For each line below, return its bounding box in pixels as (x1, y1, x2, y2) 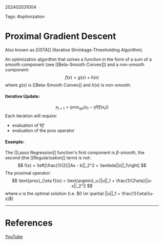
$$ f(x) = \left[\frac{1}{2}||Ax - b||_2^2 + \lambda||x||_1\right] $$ (18, 162, 146, 168)
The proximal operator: (5, 170, 51, 176)
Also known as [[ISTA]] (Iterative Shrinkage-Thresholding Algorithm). (5, 46, 143, 53)
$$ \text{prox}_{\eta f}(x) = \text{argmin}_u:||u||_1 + (12, 178, 115, 184)
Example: (5, 139, 25, 145)
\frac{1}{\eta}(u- (121, 191, 154, 197)
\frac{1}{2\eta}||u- (116, 178, 152, 184)
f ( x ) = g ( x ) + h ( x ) (65, 74, 99, 80)
